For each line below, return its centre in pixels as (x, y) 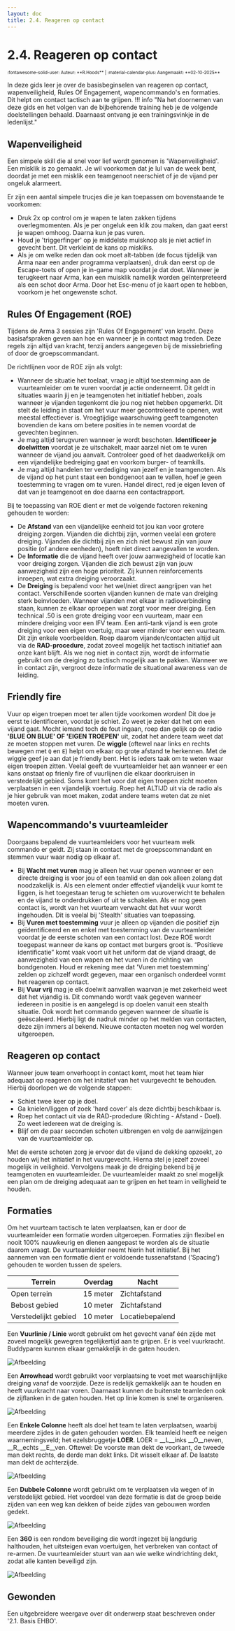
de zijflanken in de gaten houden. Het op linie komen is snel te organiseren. (116, 1398)
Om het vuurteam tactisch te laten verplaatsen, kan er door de (97, 1227)
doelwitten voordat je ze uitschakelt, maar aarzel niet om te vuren (112, 448)
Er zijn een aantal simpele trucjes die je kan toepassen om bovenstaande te (116, 197)
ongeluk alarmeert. (34, 183)
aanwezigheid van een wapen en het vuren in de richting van (105, 960)
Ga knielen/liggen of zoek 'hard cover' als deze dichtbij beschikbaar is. (119, 1109)
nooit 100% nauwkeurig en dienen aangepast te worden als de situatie (108, 1243)
